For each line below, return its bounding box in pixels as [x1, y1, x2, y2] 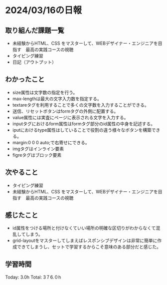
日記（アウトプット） [12, 59, 56, 65]
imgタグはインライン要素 [12, 146, 64, 152]
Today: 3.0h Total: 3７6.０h [5, 274, 61, 280]
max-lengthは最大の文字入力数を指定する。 [12, 96, 102, 102]
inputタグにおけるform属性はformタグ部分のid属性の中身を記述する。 [12, 121, 156, 127]
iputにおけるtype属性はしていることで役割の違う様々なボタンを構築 [12, 127, 152, 133]
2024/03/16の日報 [5, 5, 82, 16]
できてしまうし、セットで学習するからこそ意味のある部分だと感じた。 [16, 244, 161, 250]
